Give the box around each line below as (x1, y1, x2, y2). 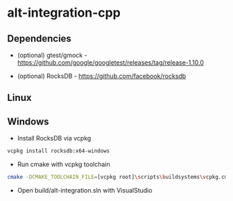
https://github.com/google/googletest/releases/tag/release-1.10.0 (17, 58, 205, 67)
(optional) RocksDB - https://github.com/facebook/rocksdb (17, 72, 187, 80)
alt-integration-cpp (7, 5, 121, 21)
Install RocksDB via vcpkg (17, 134, 92, 143)
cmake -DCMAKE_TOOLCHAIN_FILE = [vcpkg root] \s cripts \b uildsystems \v (7, 174, 207, 181)
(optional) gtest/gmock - (17, 51, 88, 59)
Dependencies (7, 33, 71, 45)
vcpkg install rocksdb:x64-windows (7, 147, 110, 154)
